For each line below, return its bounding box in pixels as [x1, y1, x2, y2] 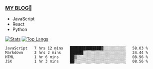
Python [12, 26, 27, 32]
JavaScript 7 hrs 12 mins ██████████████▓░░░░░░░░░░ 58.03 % [5, 46, 149, 51]
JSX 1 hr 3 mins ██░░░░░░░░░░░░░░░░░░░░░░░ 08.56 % [5, 59, 149, 64]
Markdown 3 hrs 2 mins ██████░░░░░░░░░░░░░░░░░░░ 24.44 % [5, 50, 149, 55]
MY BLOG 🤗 [5, 4, 32, 11]
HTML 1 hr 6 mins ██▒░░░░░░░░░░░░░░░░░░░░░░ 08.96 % [5, 54, 149, 59]
